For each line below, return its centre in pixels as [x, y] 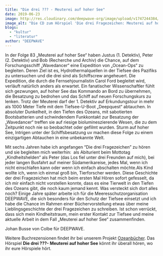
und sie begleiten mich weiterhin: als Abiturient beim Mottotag [68, 152]
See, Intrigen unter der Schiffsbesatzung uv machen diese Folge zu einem [79, 132]
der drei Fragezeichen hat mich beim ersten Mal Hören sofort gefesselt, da [80, 178]
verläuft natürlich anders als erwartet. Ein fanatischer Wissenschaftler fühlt [80, 86]
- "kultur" [20, 32]
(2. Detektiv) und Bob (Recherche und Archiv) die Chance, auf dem [72, 60]
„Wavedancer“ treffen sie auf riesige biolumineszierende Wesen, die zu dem [81, 122]
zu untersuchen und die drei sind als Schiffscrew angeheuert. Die [70, 75]
